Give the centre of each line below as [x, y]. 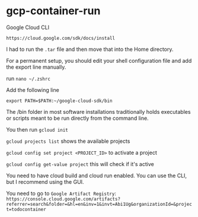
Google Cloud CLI [28, 27]
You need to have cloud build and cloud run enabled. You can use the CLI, [97, 175]
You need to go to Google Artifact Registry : [61, 193]
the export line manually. [36, 67]
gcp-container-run [53, 11]
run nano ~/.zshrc [28, 78]
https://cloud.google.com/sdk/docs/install [61, 38]
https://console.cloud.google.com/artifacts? [63, 199]
